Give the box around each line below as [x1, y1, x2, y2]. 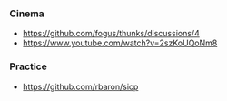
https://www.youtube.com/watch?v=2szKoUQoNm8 [22, 37, 218, 48]
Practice [9, 60, 47, 73]
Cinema [9, 7, 44, 20]
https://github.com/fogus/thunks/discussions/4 [22, 28, 200, 39]
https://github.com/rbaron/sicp [22, 81, 139, 92]
